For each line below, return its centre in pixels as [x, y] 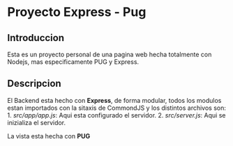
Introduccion [36, 38]
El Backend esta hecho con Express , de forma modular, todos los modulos [114, 100]
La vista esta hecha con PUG [49, 136]
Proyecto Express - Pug [77, 12]
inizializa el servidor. [37, 122]
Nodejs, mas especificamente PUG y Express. [73, 62]
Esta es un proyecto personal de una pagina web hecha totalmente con [110, 54]
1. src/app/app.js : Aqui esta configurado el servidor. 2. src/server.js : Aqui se [116, 115]
